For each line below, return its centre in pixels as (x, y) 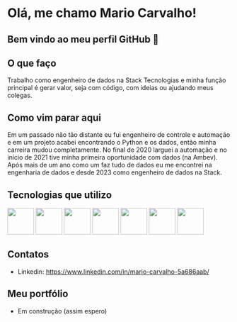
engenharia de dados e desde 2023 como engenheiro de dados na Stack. (115, 172)
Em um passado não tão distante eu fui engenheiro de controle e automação (119, 135)
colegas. (20, 95)
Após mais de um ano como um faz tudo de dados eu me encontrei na (110, 165)
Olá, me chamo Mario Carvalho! (102, 13)
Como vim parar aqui (54, 117)
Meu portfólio (38, 294)
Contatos (28, 254)
